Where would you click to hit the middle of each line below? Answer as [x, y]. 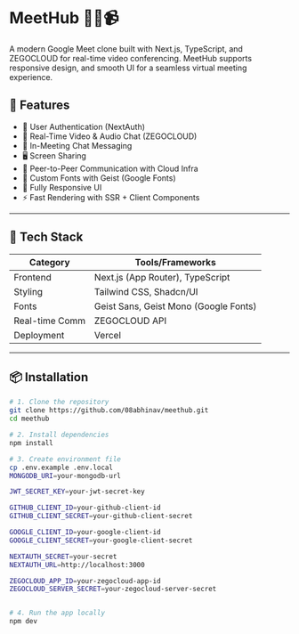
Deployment [39, 335]
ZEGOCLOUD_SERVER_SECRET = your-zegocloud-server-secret [113, 589]
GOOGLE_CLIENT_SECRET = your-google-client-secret [101, 541]
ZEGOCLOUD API [130, 321]
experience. [31, 77]
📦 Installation [49, 377]
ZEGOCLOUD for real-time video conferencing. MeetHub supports [130, 58]
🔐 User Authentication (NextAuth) [83, 126]
